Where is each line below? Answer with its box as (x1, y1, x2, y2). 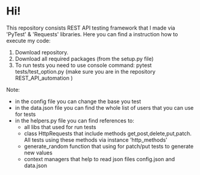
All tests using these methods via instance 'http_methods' (23, 136, 167, 143)
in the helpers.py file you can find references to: (14, 116, 134, 124)
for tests (14, 110, 36, 118)
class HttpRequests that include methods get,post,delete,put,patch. (23, 130, 192, 137)
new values (23, 149, 53, 156)
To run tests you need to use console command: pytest (14, 62, 152, 69)
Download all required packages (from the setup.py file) (14, 55, 154, 62)
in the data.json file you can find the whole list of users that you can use (14, 104, 194, 111)
